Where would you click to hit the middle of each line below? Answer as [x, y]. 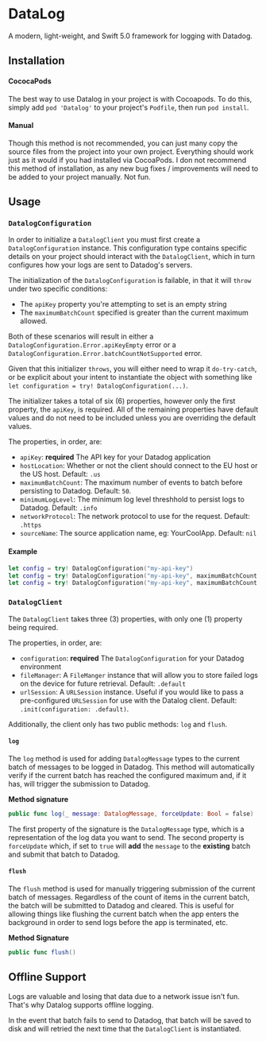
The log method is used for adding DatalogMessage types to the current [124, 758]
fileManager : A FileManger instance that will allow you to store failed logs [139, 675]
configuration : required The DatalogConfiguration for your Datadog [132, 658]
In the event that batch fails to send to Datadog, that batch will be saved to [130, 1020]
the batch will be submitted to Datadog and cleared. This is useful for [121, 905]
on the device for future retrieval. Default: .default [103, 683]
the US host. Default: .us [60, 474]
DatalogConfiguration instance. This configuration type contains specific [128, 248]
